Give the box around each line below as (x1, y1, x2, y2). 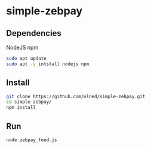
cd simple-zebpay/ (6, 99, 52, 105)
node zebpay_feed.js (6, 137, 58, 143)
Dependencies (6, 28, 61, 38)
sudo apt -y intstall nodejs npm (6, 61, 90, 67)
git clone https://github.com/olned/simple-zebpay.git (6, 93, 146, 99)
